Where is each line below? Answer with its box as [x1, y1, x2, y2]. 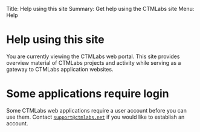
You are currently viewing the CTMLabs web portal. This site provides [6, 53, 180, 60]
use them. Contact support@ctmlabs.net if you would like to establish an [6, 113, 185, 120]
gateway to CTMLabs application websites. [6, 65, 114, 73]
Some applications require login [6, 87, 169, 101]
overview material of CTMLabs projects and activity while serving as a [6, 59, 181, 66]
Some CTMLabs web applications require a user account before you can [6, 107, 187, 114]
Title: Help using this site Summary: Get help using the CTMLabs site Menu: [6, 5, 195, 12]
